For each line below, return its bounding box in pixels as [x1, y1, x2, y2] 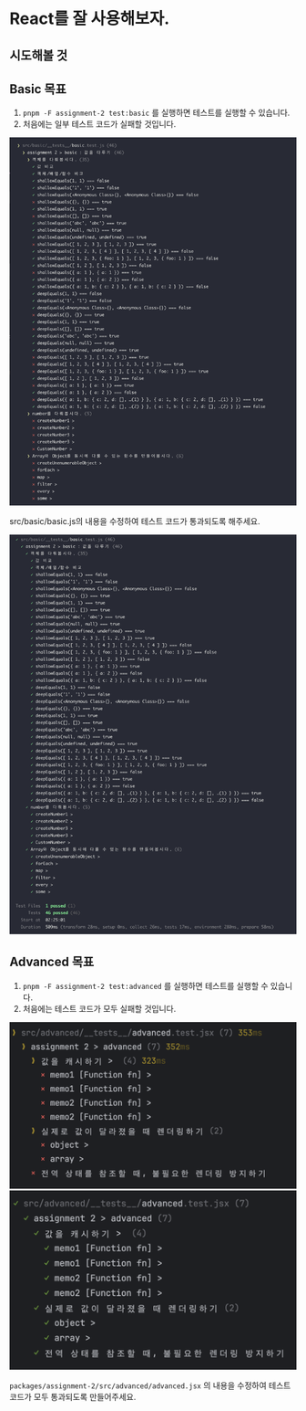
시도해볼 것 [9, 47, 68, 63]
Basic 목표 [9, 81, 66, 97]
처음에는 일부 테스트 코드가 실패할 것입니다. [22, 119, 177, 130]
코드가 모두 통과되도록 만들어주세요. [9, 1391, 137, 1402]
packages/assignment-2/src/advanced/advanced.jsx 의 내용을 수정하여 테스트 [9, 1380, 291, 1391]
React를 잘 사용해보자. [9, 8, 170, 29]
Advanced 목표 [9, 954, 95, 970]
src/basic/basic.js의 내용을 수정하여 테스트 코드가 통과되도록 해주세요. [9, 515, 260, 526]
